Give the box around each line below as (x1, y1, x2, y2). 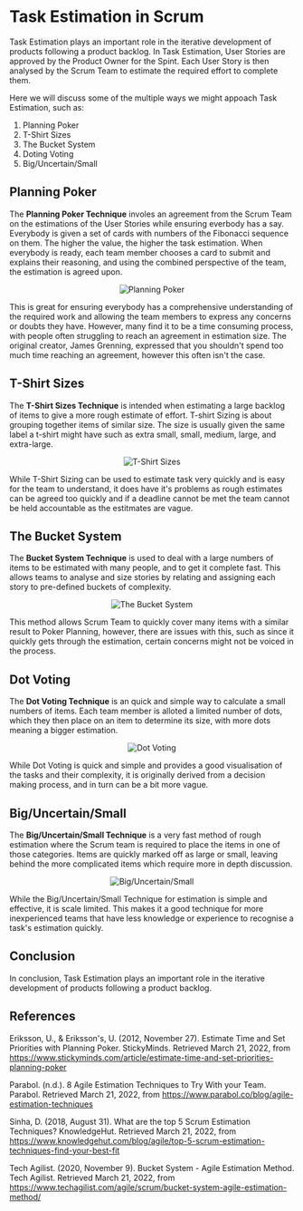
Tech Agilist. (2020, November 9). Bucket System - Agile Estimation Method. (9, 1162, 295, 1173)
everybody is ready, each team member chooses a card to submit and (9, 247, 271, 257)
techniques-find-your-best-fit (9, 1145, 120, 1156)
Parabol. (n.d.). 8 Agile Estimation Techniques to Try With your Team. (9, 1079, 267, 1090)
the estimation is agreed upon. (9, 266, 123, 277)
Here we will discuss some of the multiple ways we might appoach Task (9, 92, 278, 103)
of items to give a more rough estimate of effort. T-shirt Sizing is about (9, 410, 272, 421)
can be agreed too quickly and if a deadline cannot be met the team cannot (9, 492, 290, 504)
